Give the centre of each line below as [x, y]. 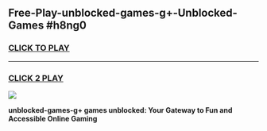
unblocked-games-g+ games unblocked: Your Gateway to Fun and [120, 110]
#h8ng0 [67, 26]
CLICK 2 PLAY [36, 78]
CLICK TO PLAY [39, 48]
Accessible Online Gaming [53, 118]
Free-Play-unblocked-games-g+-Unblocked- [123, 13]
